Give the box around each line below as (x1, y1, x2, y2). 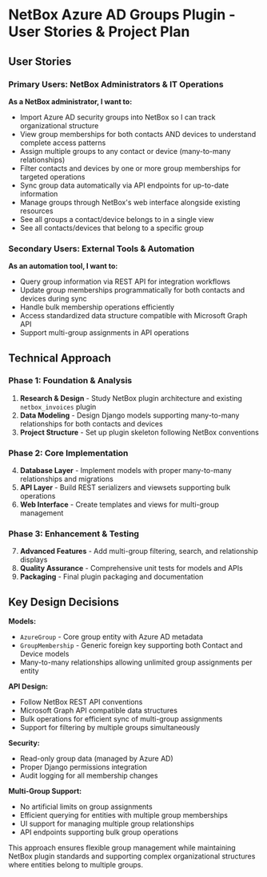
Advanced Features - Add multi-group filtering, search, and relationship (19, 547, 258, 556)
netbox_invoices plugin (19, 402, 97, 411)
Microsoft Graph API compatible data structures (19, 705, 178, 715)
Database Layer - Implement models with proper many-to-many (19, 466, 232, 475)
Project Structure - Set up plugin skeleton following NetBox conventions (19, 427, 260, 437)
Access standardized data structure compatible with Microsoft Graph (19, 311, 248, 321)
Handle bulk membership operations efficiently (19, 302, 174, 312)
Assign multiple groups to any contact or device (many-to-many (19, 146, 231, 156)
